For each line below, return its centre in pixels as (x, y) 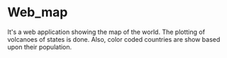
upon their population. (40, 47)
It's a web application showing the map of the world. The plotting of (106, 32)
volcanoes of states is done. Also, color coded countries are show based (114, 39)
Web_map (38, 12)
